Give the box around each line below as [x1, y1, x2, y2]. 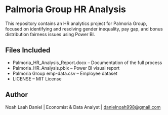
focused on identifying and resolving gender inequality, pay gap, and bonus [5, 25, 163, 32]
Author [5, 91, 28, 99]
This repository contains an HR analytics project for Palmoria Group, [5, 20, 148, 26]
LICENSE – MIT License [12, 75, 62, 82]
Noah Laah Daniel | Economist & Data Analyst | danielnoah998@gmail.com [5, 104, 161, 110]
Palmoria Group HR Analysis [5, 4, 127, 15]
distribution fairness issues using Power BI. [5, 31, 95, 37]
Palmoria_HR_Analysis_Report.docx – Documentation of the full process [12, 60, 162, 66]
